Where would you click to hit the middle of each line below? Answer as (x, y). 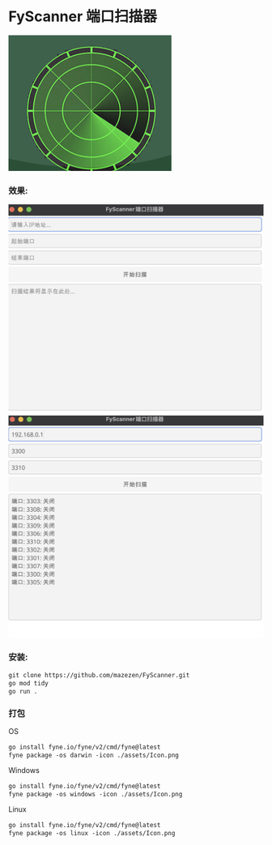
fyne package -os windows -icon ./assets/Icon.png (96, 795)
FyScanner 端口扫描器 (83, 17)
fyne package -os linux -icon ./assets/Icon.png (92, 834)
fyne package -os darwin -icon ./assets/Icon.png (94, 755)
